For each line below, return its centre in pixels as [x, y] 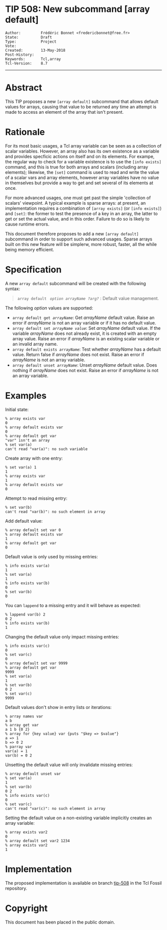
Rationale [25, 132]
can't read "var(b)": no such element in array [55, 512]
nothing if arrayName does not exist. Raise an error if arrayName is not [85, 370]
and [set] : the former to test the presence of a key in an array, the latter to [82, 213]
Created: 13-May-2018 [35, 50]
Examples [26, 395]
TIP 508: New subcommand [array [78, 9]
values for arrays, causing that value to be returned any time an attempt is [81, 107]
